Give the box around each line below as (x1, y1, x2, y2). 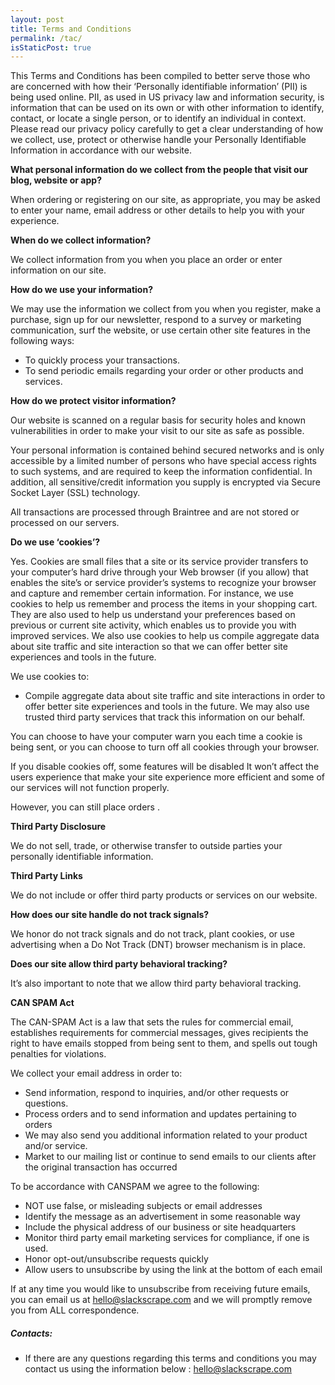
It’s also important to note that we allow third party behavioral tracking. (10, 977, 302, 990)
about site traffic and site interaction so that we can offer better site (10, 641, 288, 653)
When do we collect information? (10, 234, 152, 246)
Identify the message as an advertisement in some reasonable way (24, 1211, 301, 1223)
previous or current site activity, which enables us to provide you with (10, 619, 297, 631)
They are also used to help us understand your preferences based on (10, 609, 296, 621)
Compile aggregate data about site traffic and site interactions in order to (24, 690, 326, 702)
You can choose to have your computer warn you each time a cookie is (10, 731, 303, 743)
